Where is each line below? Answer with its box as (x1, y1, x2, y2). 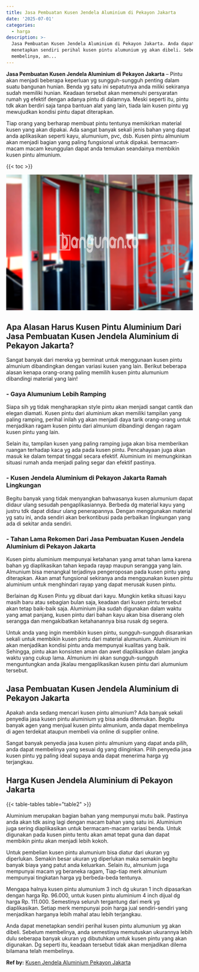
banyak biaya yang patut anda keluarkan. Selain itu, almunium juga (6, 861, 169, 868)
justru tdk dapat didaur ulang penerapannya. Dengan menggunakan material (6, 507, 192, 514)
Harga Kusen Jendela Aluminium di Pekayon (6, 776, 173, 786)
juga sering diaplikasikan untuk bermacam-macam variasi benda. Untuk (6, 824, 182, 831)
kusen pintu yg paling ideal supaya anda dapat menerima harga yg (6, 752, 169, 759)
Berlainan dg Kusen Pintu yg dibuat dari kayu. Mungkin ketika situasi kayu (6, 592, 186, 599)
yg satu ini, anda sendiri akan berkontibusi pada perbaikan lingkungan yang (6, 514, 191, 521)
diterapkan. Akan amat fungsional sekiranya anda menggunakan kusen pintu (6, 574, 193, 581)
